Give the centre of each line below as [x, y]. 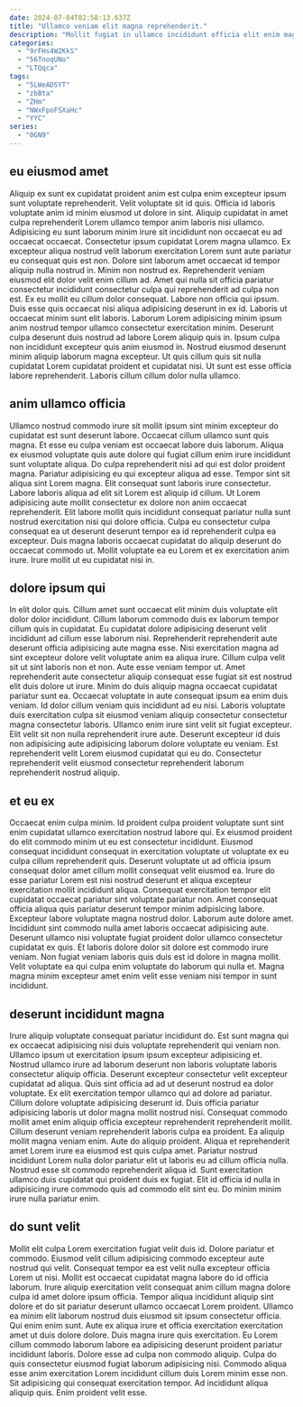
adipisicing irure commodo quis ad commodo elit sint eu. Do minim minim [146, 1189]
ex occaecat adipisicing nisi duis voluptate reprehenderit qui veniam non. [145, 1045]
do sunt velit [45, 1227]
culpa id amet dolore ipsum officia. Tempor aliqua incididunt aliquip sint [142, 1296]
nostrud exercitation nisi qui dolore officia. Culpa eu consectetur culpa [140, 521]
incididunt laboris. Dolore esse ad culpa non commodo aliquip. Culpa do [143, 1354]
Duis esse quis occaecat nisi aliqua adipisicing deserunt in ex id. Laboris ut [148, 308]
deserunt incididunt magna [87, 1014]
